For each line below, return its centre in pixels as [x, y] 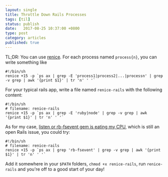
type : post [17, 33]
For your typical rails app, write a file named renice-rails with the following [84, 90]
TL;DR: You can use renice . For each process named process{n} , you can [81, 57]
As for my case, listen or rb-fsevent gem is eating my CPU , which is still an [82, 127]
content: [14, 95]
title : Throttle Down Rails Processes [46, 15]
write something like [26, 62]
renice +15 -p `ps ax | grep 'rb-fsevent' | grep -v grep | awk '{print [83, 150]
